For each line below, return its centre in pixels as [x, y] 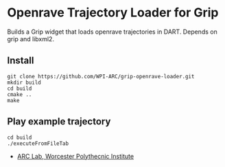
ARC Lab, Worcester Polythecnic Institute [75, 156]
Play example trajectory [59, 122]
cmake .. [20, 94]
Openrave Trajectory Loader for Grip [113, 13]
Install [21, 61]
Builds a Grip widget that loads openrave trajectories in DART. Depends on [112, 32]
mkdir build [24, 82]
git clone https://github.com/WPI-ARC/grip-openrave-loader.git [101, 76]
